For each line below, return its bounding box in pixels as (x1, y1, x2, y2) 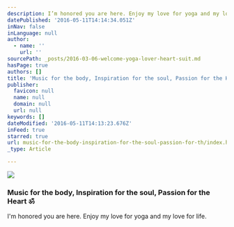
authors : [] (7, 68, 42, 75)
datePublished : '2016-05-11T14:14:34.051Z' (7, 17, 136, 24)
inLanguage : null (7, 29, 58, 37)
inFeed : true (7, 126, 45, 133)
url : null (13, 107, 42, 114)
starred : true (7, 133, 49, 140)
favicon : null (13, 87, 54, 94)
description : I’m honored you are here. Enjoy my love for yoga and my (7, 10, 219, 17)
